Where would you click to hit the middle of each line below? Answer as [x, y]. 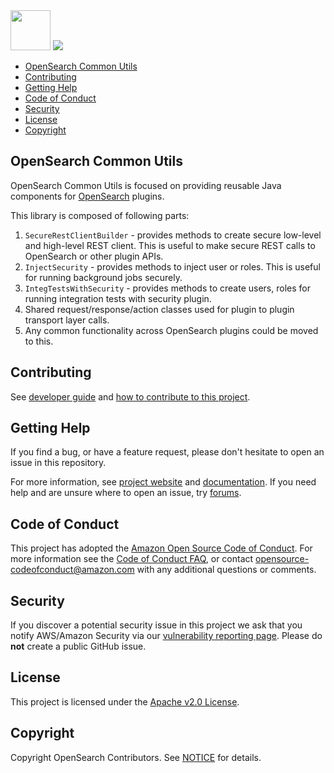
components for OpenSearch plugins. [87, 196]
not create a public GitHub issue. [78, 646]
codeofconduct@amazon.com [72, 570]
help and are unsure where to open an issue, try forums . [126, 493]
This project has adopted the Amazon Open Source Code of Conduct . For [161, 548]
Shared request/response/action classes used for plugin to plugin [159, 309]
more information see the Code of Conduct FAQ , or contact [132, 559]
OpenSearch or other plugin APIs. [94, 256]
